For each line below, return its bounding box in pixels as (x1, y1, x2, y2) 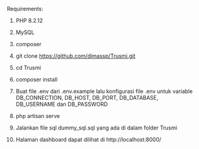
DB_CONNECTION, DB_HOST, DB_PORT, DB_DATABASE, (15, 94, 159, 101)
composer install (15, 76, 58, 83)
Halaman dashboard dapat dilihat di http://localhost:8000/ (15, 136, 162, 143)
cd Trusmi (15, 64, 41, 71)
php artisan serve (15, 113, 60, 119)
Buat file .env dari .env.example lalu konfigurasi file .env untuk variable (15, 88, 193, 95)
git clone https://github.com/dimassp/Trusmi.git (15, 52, 136, 60)
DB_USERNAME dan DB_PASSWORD (15, 100, 108, 108)
